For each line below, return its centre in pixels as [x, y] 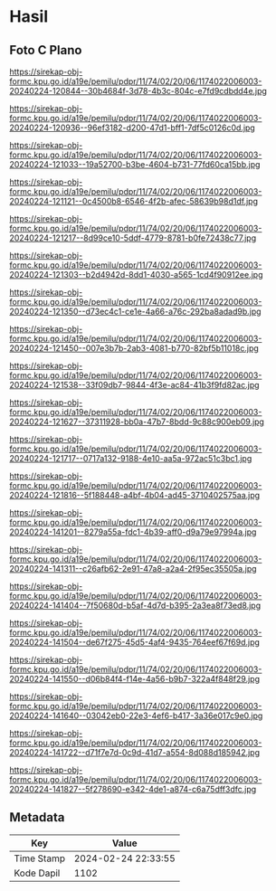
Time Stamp [40, 858]
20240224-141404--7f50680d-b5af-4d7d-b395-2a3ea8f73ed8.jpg [135, 605]
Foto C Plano [46, 50]
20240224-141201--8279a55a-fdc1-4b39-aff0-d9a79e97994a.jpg [133, 532]
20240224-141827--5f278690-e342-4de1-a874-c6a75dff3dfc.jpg [133, 789]
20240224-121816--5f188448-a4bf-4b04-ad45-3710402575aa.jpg [135, 495]
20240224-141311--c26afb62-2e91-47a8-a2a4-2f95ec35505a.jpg [133, 569]
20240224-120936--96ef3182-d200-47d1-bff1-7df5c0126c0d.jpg [132, 128]
